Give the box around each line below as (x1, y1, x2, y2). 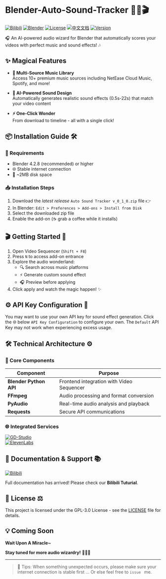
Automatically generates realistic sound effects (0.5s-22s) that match (12, 95, 154, 101)
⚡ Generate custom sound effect (19, 271, 86, 277)
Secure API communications (59, 408, 125, 415)
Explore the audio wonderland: (12, 259, 75, 265)
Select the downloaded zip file (12, 210, 75, 216)
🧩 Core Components (5, 357, 55, 364)
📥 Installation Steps (5, 184, 54, 191)
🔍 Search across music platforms (19, 264, 89, 270)
